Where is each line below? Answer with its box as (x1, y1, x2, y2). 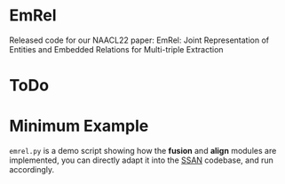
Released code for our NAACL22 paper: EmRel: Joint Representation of (9, 35, 269, 45)
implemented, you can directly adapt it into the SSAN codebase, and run (9, 155, 273, 165)
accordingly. (9, 164, 55, 175)
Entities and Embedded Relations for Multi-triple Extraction (9, 44, 224, 54)
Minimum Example (9, 116, 149, 136)
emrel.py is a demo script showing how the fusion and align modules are (9, 146, 277, 156)
